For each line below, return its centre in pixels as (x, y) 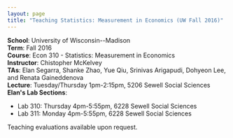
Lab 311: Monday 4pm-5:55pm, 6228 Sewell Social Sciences (105, 113)
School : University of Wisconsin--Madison (69, 40)
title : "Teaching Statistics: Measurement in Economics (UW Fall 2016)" (115, 20)
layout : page (26, 14)
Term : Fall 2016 (30, 48)
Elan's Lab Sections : (37, 92)
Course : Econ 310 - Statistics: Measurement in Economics (91, 55)
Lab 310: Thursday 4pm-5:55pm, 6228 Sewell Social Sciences (107, 106)
